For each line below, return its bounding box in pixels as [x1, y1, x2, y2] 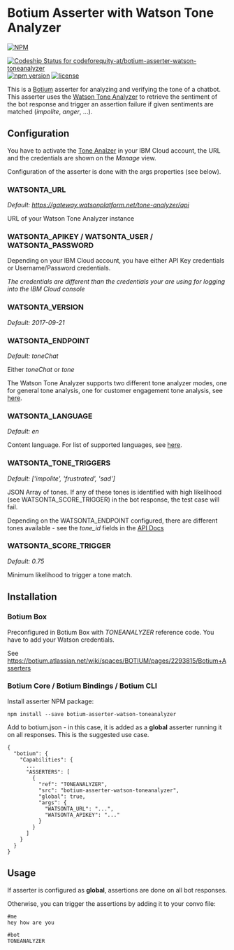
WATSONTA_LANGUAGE [7, 411, 93, 421]
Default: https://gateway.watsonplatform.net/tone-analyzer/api [7, 201, 190, 209]
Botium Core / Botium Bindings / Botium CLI [7, 681, 157, 691]
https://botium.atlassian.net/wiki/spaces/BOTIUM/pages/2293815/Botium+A [7, 656, 227, 665]
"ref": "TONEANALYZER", [38, 780, 108, 787]
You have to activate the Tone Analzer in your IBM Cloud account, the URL [7, 146, 221, 155]
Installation [7, 591, 57, 603]
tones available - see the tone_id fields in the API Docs [7, 523, 164, 532]
